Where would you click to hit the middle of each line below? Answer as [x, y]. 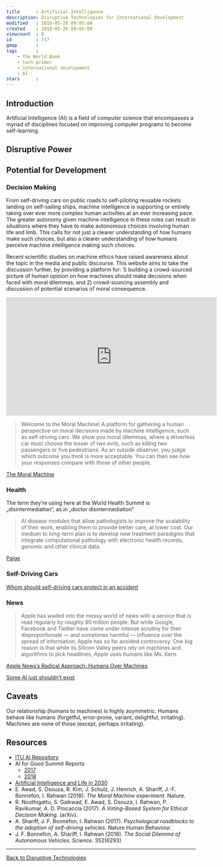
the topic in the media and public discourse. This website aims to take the [97, 263]
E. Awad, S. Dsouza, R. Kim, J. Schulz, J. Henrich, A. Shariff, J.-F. [95, 789]
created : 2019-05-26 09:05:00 [50, 29]
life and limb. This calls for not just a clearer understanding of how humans [99, 232]
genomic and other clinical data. [61, 547]
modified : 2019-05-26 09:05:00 [50, 23]
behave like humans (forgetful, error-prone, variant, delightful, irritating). [96, 717]
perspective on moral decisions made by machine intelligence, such [105, 430]
